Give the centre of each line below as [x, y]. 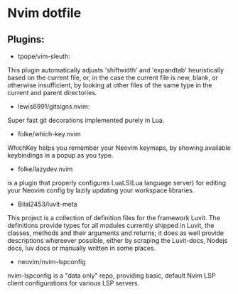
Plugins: [26, 39]
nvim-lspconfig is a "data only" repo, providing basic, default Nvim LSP [112, 276]
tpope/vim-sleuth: [44, 56]
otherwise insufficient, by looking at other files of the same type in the [110, 85]
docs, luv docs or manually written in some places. [82, 248]
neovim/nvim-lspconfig [52, 262]
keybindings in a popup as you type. [60, 155]
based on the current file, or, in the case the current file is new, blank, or [113, 77]
